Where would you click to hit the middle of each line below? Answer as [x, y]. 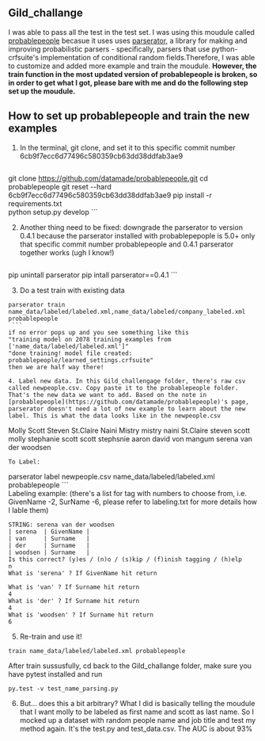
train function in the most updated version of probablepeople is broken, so [133, 74]
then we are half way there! [56, 367]
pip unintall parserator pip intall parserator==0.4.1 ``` [93, 275]
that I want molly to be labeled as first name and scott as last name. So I [137, 712]
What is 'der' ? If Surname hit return [74, 601]
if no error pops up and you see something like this [99, 332]
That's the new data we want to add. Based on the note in [108, 395]
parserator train [37, 304]
